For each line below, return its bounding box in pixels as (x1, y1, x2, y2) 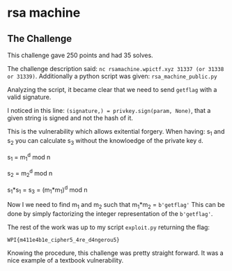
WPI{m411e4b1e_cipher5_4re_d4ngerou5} (7, 236, 120, 243)
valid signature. (7, 93, 52, 101)
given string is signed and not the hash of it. (7, 114, 134, 122)
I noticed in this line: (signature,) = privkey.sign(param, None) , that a (7, 107, 211, 114)
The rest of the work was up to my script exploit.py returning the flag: (7, 223, 210, 231)
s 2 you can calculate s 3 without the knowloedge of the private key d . (7, 136, 203, 146)
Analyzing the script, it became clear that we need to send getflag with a (7, 86, 217, 93)
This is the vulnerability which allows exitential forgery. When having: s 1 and (7, 127, 225, 137)
